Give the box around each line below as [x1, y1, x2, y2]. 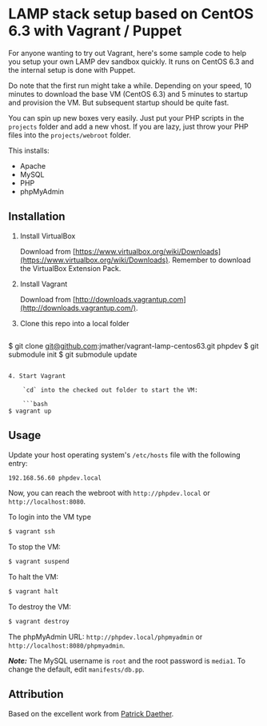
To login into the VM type [8, 513, 92, 522]
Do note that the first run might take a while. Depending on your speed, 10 [8, 81, 252, 90]
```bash [22, 400, 48, 408]
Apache [19, 161, 46, 170]
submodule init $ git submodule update [8, 349, 137, 359]
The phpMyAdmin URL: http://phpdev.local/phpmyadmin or [8, 632, 203, 641]
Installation [8, 209, 66, 224]
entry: [8, 458, 28, 468]
